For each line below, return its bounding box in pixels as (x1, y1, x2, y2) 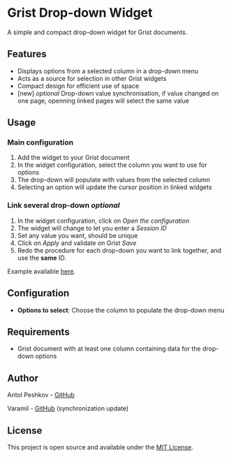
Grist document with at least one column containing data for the (17, 344, 201, 353)
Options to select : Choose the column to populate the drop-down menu (17, 306, 225, 314)
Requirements (7, 326, 70, 338)
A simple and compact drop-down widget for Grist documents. (7, 28, 188, 36)
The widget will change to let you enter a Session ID (17, 223, 167, 232)
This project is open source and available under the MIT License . (7, 443, 194, 451)
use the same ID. (17, 253, 66, 262)
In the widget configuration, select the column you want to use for (17, 161, 207, 169)
